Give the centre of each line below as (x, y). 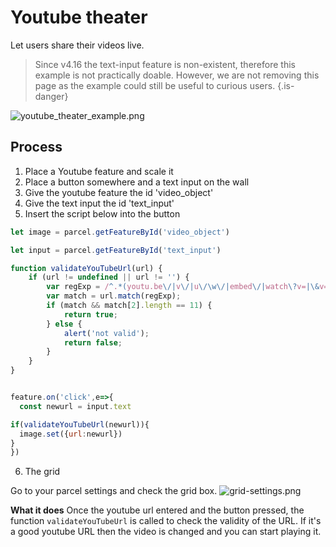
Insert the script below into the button (102, 213)
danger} (51, 96)
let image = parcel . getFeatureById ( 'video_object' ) (120, 232)
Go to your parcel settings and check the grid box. (114, 491)
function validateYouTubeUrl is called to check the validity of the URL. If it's (166, 521)
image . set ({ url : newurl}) (71, 434)
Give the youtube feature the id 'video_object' (119, 192)
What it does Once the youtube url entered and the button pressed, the (157, 510)
